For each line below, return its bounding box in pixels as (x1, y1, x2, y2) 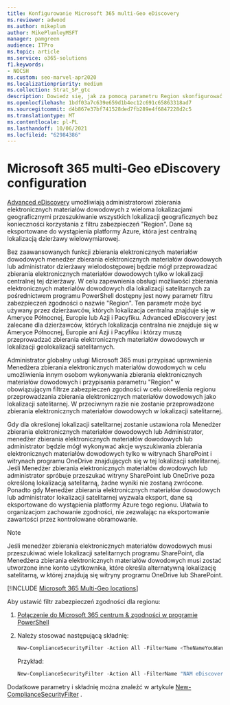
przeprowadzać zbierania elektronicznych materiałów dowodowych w (7, 336, 205, 344)
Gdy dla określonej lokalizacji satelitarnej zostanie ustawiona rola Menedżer (7, 420, 222, 429)
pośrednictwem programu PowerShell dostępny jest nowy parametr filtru (7, 292, 213, 300)
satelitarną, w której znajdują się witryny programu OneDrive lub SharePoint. (7, 571, 223, 579)
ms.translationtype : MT (7, 112, 76, 119)
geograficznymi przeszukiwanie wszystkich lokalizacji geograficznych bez (7, 213, 218, 221)
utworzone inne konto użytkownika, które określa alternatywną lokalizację (7, 564, 216, 572)
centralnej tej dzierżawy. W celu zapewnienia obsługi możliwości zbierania (7, 277, 218, 286)
